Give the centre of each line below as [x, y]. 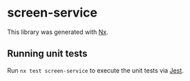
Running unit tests [47, 54]
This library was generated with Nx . [58, 32]
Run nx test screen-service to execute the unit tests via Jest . [96, 70]
